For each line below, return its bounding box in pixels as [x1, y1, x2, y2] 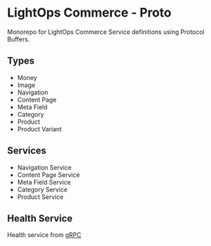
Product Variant [17, 124, 62, 133]
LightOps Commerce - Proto [7, 5, 172, 21]
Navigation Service [17, 163, 72, 171]
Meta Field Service [17, 178, 71, 186]
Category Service [17, 185, 68, 193]
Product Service [17, 192, 64, 201]
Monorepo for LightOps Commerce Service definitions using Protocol [7, 28, 205, 36]
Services [7, 145, 47, 157]
